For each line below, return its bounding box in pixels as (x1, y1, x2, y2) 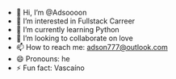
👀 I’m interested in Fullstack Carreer (15, 16, 136, 26)
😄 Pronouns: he (15, 54, 70, 64)
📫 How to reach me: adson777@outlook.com (15, 43, 168, 52)
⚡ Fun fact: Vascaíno (15, 63, 85, 73)
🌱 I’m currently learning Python (15, 25, 119, 34)
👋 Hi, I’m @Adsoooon (15, 8, 87, 17)
